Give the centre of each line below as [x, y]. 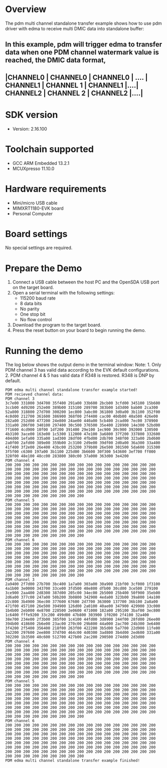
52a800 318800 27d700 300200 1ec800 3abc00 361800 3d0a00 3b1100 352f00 [83, 412]
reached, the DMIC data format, [56, 60]
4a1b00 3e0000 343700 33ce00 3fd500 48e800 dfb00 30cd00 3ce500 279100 [81, 588]
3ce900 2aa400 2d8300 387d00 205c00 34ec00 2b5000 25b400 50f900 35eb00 [83, 593]
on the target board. [33, 287]
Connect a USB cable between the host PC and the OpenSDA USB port [86, 282]
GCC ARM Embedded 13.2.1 [41, 163]
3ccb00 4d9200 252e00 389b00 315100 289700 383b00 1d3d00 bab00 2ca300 [81, 408]
